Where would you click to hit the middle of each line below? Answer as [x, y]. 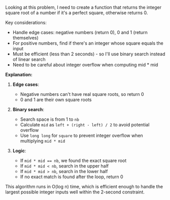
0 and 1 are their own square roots [56, 99]
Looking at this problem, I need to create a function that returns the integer [83, 7]
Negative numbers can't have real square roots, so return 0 [82, 94]
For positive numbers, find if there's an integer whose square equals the [88, 43]
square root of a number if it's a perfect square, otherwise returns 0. [77, 13]
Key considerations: [26, 23]
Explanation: [19, 75]
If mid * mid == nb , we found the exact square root [73, 160]
